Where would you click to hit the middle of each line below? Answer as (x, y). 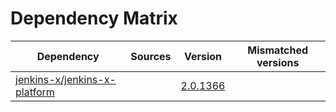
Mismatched (278, 50)
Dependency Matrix (94, 18)
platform (35, 92)
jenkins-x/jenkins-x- (66, 79)
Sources (151, 56)
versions (278, 62)
